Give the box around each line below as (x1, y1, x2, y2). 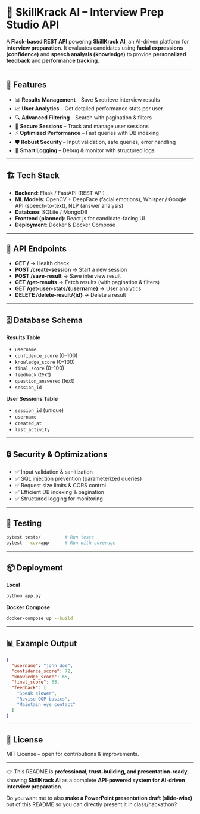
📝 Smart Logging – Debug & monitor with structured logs (14, 146, 155, 154)
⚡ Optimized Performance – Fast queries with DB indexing (14, 129, 159, 136)
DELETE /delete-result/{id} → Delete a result (14, 291, 126, 299)
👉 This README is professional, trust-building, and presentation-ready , (6, 768, 189, 775)
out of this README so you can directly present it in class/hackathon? (6, 801, 177, 808)
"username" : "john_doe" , (11, 662, 73, 668)
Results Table (6, 334, 40, 341)
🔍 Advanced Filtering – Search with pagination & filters (14, 113, 152, 121)
